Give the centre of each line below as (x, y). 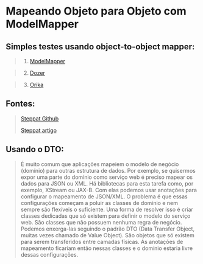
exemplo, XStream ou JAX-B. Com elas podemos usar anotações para (109, 190)
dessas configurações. (49, 254)
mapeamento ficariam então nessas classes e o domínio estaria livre (107, 248)
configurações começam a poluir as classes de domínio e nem (99, 203)
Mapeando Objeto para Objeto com (96, 11)
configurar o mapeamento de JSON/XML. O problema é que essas (104, 196)
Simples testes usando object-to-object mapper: (100, 47)
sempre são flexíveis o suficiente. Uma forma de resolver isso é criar (107, 209)
